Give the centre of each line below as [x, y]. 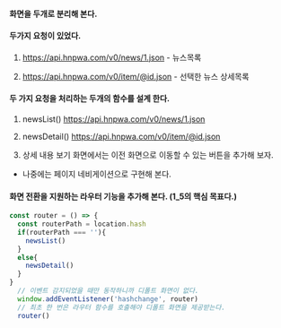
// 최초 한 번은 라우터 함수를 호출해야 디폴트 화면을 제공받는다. [122, 307]
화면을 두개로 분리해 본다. [53, 13]
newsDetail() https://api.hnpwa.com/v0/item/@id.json [121, 136]
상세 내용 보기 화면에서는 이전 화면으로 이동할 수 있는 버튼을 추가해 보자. [148, 155]
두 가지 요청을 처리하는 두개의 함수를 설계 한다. [90, 99]
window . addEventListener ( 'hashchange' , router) [108, 299]
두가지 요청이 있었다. [45, 36]
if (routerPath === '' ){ [61, 232]
